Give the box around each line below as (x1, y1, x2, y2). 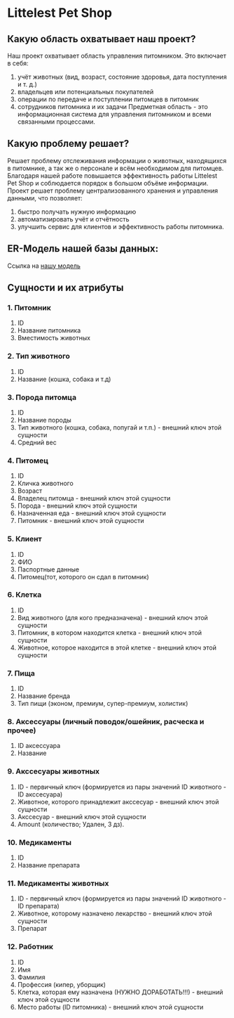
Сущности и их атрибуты (7, 282, 124, 294)
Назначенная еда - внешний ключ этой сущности (17, 509, 167, 517)
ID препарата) (17, 902, 60, 910)
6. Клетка (7, 590, 42, 600)
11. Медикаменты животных (7, 878, 109, 888)
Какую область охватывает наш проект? (7, 33, 196, 45)
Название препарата (17, 861, 81, 869)
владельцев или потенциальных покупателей (17, 88, 154, 96)
